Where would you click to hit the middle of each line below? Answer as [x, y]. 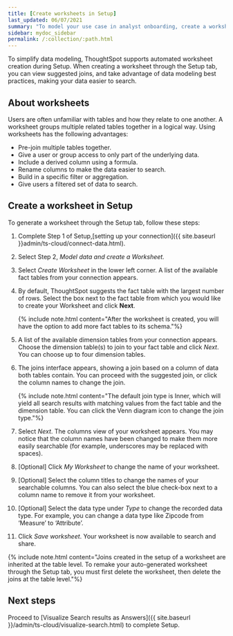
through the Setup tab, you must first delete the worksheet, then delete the [114, 572]
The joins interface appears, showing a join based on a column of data [118, 368]
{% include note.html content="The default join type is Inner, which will [119, 395]
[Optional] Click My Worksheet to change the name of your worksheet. [119, 467]
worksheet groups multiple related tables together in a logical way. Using [112, 127]
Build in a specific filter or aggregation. [73, 176]
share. [27, 543]
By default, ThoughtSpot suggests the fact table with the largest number [121, 290]
